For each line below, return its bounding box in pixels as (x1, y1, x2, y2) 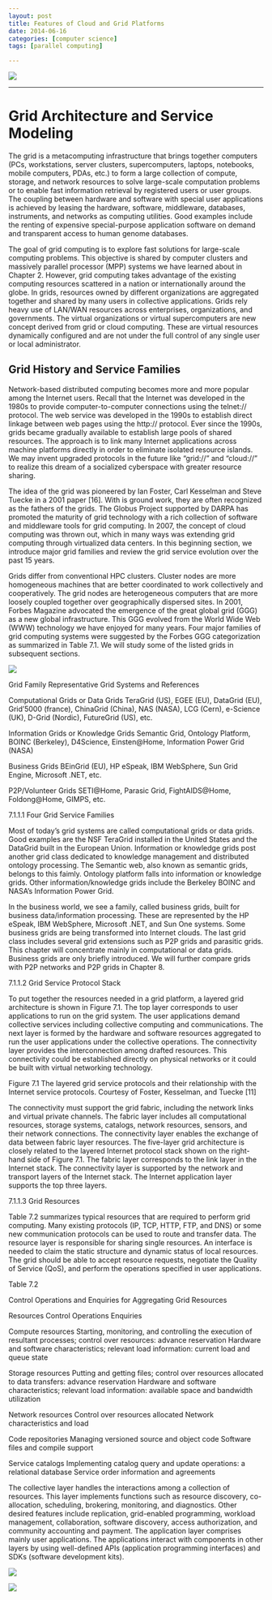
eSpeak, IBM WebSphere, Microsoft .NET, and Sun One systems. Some (8, 919, 245, 929)
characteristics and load (8, 1418, 89, 1428)
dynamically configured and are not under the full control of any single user (8, 330, 261, 341)
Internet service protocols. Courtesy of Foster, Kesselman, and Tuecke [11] (8, 1087, 257, 1097)
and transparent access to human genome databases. (8, 229, 189, 239)
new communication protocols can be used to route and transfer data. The (8, 1229, 257, 1239)
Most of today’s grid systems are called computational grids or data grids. (8, 826, 255, 835)
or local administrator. (8, 339, 81, 349)
